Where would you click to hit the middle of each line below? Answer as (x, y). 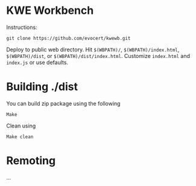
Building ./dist (42, 87)
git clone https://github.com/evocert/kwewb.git (68, 38)
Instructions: (22, 27)
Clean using (21, 126)
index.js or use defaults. (37, 62)
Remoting (31, 161)
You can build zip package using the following (63, 103)
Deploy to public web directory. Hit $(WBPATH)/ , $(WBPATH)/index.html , (93, 50)
